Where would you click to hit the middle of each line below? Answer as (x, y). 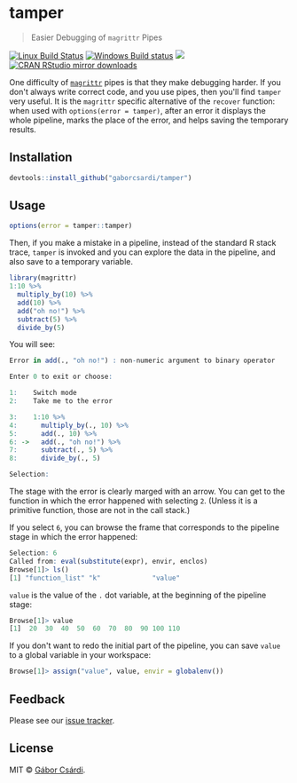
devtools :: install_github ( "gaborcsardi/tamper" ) (101, 178)
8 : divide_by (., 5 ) (55, 459)
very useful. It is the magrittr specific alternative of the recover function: (142, 101)
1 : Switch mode (43, 393)
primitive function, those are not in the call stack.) (100, 510)
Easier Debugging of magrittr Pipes (96, 37)
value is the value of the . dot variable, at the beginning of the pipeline (138, 595)
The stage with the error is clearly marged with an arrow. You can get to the (147, 492)
